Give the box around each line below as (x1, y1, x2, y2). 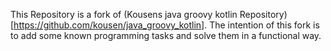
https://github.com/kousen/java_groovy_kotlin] (13, 19, 205, 31)
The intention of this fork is (209, 19, 320, 31)
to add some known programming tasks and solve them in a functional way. (10, 30, 322, 41)
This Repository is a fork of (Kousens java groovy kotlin (10, 9, 238, 20)
